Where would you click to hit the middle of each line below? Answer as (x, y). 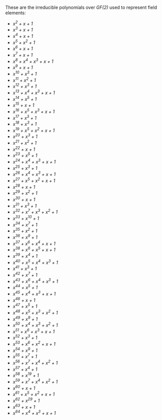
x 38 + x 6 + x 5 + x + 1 (34, 249)
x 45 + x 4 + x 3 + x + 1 (34, 293)
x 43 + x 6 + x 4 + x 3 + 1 (35, 281)
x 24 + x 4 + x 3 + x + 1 (34, 162)
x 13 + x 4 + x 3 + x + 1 (34, 92)
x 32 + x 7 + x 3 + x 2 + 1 (35, 212)
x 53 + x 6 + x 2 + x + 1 (34, 344)
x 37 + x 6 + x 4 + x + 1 (34, 243)
